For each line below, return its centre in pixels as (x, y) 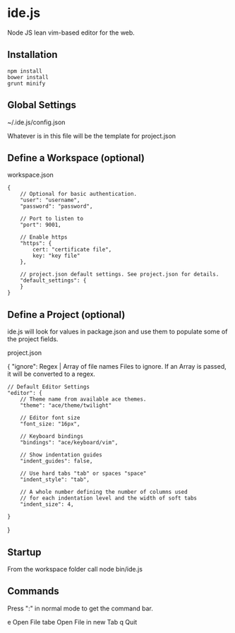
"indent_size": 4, (47, 504)
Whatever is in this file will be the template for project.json (92, 136)
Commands (34, 591)
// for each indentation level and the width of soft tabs (109, 498)
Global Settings (42, 105)
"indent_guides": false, (56, 461)
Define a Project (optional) (66, 315)
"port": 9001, (41, 225)
